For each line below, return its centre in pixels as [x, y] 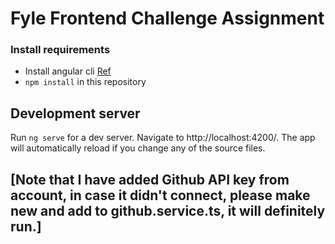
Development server [75, 113]
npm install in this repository [85, 82]
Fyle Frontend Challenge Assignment [167, 18]
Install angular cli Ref [68, 71]
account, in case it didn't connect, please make [160, 195]
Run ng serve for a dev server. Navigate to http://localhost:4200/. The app [163, 138]
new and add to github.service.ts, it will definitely [168, 210]
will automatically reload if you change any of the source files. [138, 148]
